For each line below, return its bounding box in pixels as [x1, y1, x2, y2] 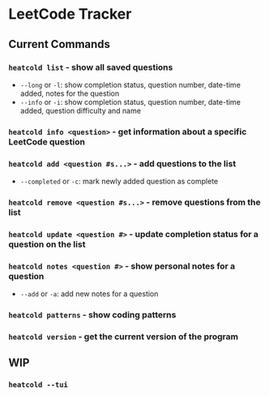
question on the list [8, 239, 86, 250]
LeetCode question [8, 136, 85, 147]
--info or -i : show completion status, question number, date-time [19, 97, 241, 106]
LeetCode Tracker [8, 5, 132, 24]
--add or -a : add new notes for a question [19, 289, 159, 299]
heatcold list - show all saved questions [8, 62, 173, 73]
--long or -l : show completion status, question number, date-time [19, 80, 241, 89]
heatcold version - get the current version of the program [8, 331, 239, 342]
